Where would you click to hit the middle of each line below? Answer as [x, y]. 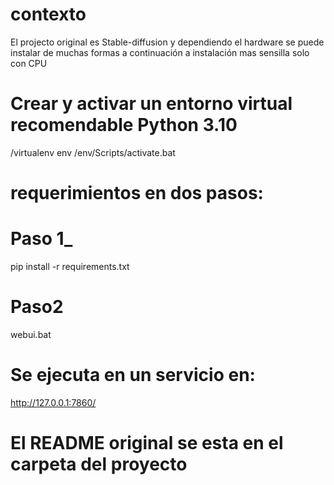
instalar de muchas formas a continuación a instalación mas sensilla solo [160, 52]
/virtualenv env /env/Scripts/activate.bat [93, 152]
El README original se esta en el [147, 443]
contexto [48, 14]
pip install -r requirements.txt [70, 266]
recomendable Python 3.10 [124, 125]
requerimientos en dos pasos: [137, 193]
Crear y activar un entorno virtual [151, 104]
